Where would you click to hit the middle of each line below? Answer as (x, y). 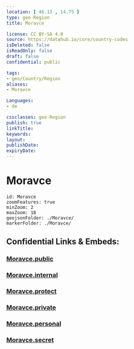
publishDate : (23, 146)
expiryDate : (21, 151)
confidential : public (33, 62)
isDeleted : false (28, 45)
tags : (13, 73)
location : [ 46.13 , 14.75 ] (43, 12)
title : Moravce (25, 23)
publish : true (24, 123)
